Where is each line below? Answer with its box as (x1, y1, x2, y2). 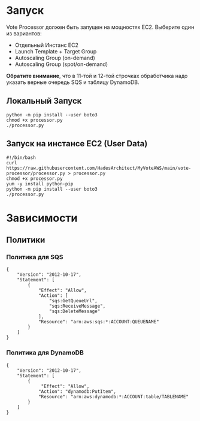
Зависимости (6, 211, 78, 225)
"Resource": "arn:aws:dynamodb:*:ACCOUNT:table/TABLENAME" (38, 393, 189, 399)
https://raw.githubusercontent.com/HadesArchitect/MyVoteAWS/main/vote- (6, 165, 192, 171)
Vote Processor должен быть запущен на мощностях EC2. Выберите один (6, 23, 195, 31)
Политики (6, 235, 46, 245)
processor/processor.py (6, 170, 66, 176)
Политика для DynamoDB (6, 348, 84, 357)
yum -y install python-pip (6, 181, 74, 187)
